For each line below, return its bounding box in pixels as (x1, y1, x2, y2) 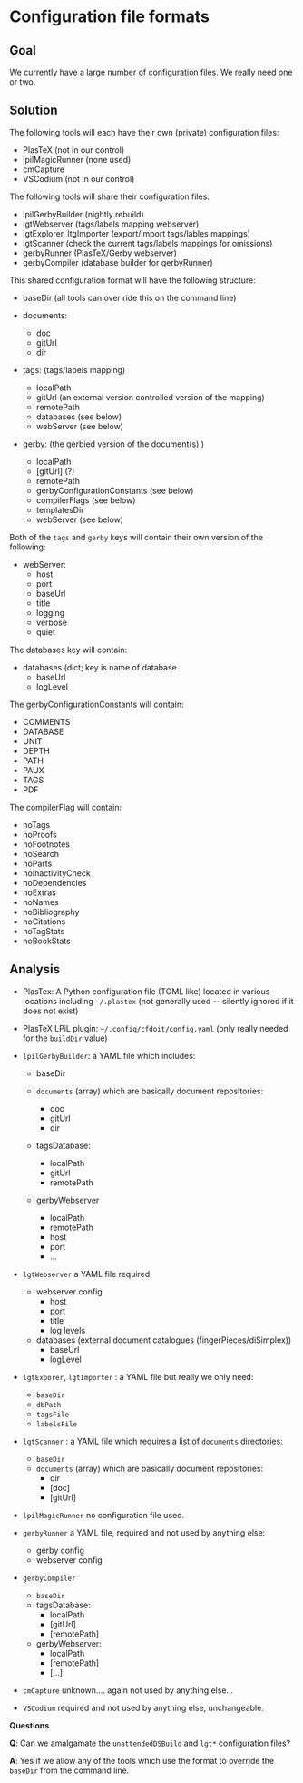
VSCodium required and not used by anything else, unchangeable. (22, 1702, 265, 1713)
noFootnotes (22, 839, 71, 850)
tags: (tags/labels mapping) (22, 364, 126, 375)
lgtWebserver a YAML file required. (22, 1268, 152, 1279)
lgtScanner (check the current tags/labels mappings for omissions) (22, 237, 273, 248)
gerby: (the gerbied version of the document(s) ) (22, 438, 205, 449)
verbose (35, 617, 68, 628)
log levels (49, 1325, 86, 1335)
